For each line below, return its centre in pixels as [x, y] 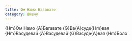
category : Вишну [22, 14]
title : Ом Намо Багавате [30, 10]
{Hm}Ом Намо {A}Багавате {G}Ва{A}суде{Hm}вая [57, 28]
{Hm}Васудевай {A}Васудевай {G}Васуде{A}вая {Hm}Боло [66, 33]
